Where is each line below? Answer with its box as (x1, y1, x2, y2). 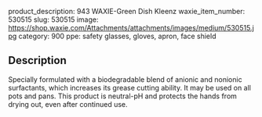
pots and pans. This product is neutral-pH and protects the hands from (8, 91, 238, 101)
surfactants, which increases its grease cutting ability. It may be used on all (8, 83, 251, 92)
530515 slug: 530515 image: (8, 15, 99, 24)
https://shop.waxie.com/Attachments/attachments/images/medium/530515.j (8, 23, 255, 32)
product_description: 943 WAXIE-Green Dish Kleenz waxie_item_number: (8, 7, 246, 16)
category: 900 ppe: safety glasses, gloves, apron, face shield (18, 31, 217, 41)
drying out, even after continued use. (8, 99, 128, 108)
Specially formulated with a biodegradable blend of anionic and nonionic (8, 74, 242, 84)
